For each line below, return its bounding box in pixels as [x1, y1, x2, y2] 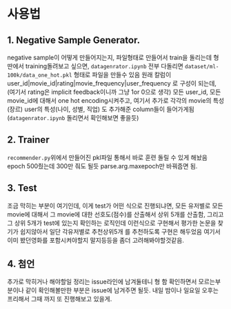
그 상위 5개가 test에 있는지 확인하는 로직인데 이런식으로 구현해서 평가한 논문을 [7, 219, 217, 227]
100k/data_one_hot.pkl [7, 72, 72, 79]
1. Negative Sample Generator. [7, 34, 140, 46]
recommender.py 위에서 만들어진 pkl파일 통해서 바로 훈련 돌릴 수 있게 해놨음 [7, 153, 208, 161]
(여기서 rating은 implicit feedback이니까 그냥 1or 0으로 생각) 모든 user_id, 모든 [7, 88, 221, 96]
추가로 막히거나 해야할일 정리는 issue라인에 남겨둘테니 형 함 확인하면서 [7, 277, 197, 286]
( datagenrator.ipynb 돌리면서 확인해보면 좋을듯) [7, 114, 139, 121]
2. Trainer [7, 134, 50, 146]
